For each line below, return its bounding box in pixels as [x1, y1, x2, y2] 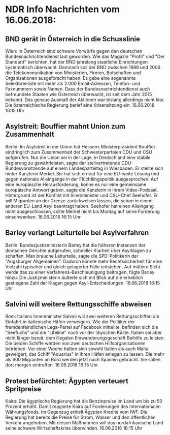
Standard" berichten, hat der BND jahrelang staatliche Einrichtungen [5, 59, 148, 65]
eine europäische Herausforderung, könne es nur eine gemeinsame [5, 181, 147, 188]
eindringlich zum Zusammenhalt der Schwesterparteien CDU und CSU [5, 149, 152, 155]
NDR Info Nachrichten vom [5, 4, 120, 15]
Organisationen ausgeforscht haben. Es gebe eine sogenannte [5, 75, 136, 81]
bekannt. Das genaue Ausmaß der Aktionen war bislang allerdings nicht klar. [5, 97, 165, 103]
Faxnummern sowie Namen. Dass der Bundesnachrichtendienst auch [5, 86, 150, 92]
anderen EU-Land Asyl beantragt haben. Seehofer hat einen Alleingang [5, 203, 154, 209]
